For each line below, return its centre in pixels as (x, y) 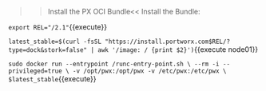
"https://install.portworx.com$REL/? (167, 42)
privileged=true (35, 71)
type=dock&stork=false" (48, 50)
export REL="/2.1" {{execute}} (58, 27)
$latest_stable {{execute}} (53, 79)
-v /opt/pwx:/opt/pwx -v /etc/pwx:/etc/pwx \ (149, 71)
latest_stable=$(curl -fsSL (55, 42)
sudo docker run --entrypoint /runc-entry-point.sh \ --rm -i (114, 64)
